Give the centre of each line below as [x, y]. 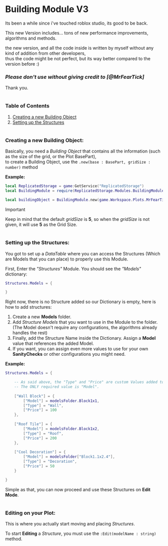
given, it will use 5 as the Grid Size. [41, 224]
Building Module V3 [47, 9]
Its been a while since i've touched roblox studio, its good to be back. [77, 23]
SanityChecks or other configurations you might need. [69, 354]
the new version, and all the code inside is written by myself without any [79, 48]
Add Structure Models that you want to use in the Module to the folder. [85, 322]
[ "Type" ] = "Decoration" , [50, 462]
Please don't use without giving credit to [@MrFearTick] [75, 77]
